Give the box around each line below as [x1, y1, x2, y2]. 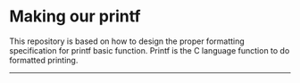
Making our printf [9, 6, 141, 27]
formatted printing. [9, 54, 79, 65]
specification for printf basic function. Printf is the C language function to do [9, 45, 290, 55]
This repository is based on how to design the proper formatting [9, 36, 246, 46]
